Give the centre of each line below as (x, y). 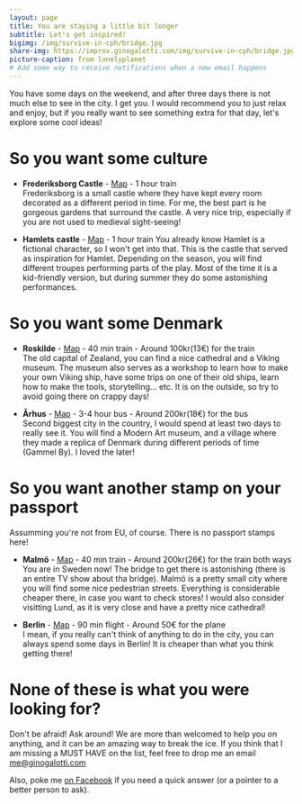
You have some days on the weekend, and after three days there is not (140, 93)
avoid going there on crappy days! (86, 396)
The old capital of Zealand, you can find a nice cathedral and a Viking (151, 357)
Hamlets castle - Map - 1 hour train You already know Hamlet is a (143, 239)
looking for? (55, 709)
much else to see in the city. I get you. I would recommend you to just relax (148, 103)
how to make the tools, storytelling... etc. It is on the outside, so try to (150, 386)
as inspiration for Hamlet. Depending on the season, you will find (142, 258)
